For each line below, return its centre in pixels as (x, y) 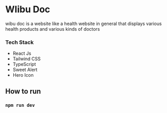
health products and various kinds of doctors (53, 29)
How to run (23, 91)
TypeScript (24, 64)
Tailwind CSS (27, 59)
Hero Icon (23, 75)
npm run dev (20, 105)
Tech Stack (20, 42)
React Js (22, 53)
